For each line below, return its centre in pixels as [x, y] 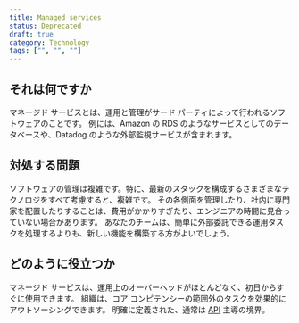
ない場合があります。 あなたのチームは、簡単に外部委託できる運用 [146, 222]
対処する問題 [45, 166]
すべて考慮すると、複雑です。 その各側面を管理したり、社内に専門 [169, 199]
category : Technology [50, 42]
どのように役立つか [62, 264]
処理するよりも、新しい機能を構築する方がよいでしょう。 [129, 233]
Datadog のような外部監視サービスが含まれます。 [146, 134]
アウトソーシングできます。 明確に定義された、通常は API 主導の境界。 [140, 310]
